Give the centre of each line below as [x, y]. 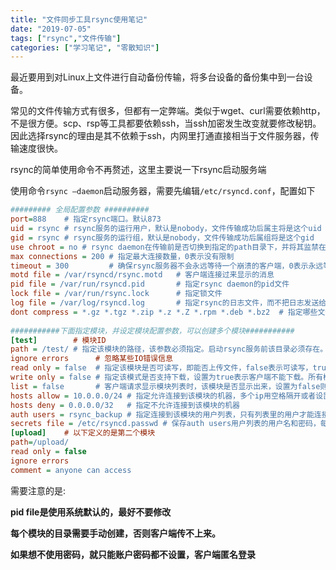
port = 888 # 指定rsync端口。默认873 [86, 219]
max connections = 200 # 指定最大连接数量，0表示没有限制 [122, 256]
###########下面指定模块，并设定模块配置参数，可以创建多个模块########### [152, 331]
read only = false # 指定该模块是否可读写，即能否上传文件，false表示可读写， [161, 368]
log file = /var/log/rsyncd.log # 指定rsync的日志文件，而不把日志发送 [165, 303]
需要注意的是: [38, 490]
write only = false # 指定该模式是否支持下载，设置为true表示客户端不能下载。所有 [167, 377]
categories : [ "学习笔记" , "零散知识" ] [85, 47]
